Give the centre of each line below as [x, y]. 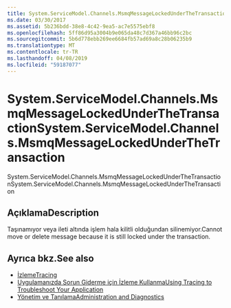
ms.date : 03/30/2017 [37, 20]
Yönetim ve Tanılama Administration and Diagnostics [91, 297]
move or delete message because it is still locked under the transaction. [109, 237]
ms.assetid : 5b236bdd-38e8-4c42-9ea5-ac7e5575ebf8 [81, 26]
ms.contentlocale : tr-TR [43, 52]
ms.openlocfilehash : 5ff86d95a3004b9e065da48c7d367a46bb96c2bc [100, 33]
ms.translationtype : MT [41, 45]
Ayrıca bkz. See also [51, 258]
